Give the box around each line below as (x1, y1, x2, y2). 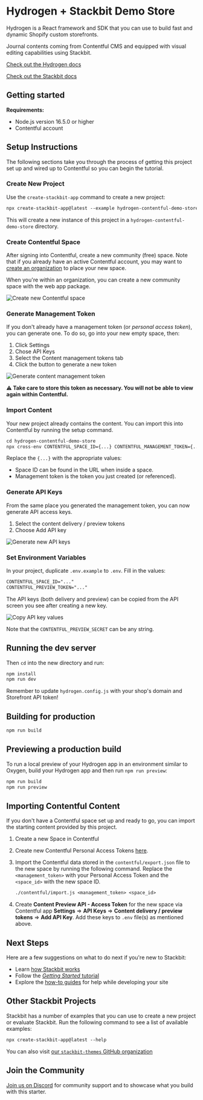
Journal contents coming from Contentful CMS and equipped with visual (6, 42, 186, 50)
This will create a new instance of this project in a (6, 216, 130, 223)
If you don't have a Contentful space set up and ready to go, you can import (6, 817, 195, 825)
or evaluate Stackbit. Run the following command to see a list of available (6, 1018, 188, 1026)
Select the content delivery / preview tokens (14, 520, 125, 527)
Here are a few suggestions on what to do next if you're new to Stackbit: (6, 954, 187, 961)
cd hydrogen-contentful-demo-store (6, 438, 96, 444)
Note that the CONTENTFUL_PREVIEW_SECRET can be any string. (6, 625, 154, 632)
